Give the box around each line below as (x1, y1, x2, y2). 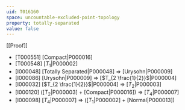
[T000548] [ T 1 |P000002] (14, 60, 78, 69)
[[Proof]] (6, 42, 28, 49)
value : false (6, 25, 39, 32)
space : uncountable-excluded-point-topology (6, 14, 120, 20)
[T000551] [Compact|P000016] (14, 53, 93, 61)
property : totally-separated (6, 20, 80, 26)
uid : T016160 (6, 8, 39, 15)
